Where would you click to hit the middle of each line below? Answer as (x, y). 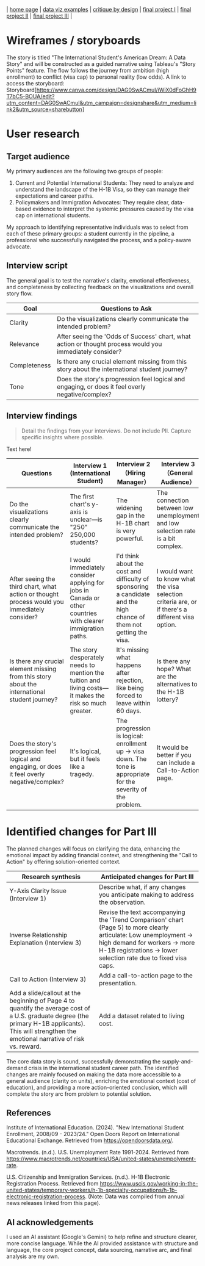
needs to (83, 665)
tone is (126, 766)
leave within (133, 703)
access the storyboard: (35, 83)
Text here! (19, 449)
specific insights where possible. (63, 437)
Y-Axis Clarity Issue (38, 891)
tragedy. (82, 774)
